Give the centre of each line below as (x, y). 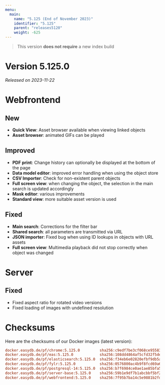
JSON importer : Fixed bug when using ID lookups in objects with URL (83, 237)
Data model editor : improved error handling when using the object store (85, 173)
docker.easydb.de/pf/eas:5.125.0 (39, 355)
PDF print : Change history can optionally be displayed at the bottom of (84, 162)
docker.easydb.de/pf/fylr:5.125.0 (41, 364)
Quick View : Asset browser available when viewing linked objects (79, 130)
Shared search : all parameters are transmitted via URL (67, 231)
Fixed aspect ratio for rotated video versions (57, 302)
